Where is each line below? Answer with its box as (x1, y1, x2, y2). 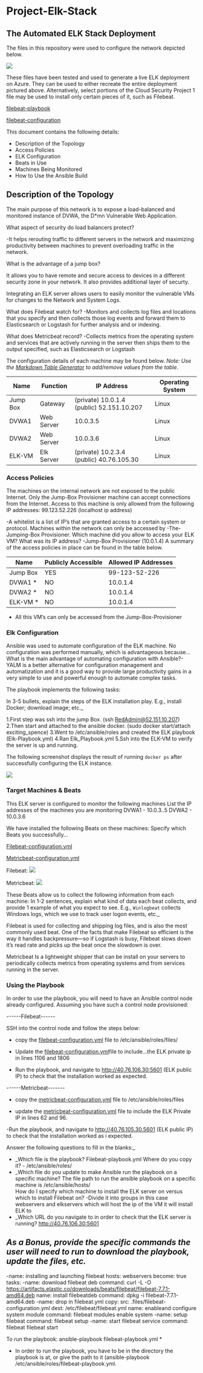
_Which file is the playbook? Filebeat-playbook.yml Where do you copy (14, 1156, 192, 1163)
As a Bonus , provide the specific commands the (6, 1238, 191, 1248)
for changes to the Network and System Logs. (6, 296, 121, 303)
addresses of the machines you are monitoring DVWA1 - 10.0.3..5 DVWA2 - (6, 806, 192, 814)
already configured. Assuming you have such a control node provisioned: (6, 1001, 188, 1008)
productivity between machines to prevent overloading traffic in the (6, 242, 174, 249)
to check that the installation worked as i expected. (6, 1132, 133, 1139)
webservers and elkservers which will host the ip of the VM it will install (14, 1201, 193, 1207)
